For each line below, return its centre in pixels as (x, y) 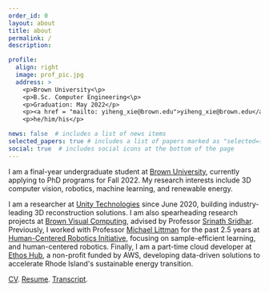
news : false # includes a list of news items (87, 134)
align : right (37, 68)
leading (21, 212)
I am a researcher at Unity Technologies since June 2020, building (118, 204)
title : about (30, 30)
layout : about (32, 23)
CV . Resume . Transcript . (48, 279)
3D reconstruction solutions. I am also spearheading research (137, 212)
